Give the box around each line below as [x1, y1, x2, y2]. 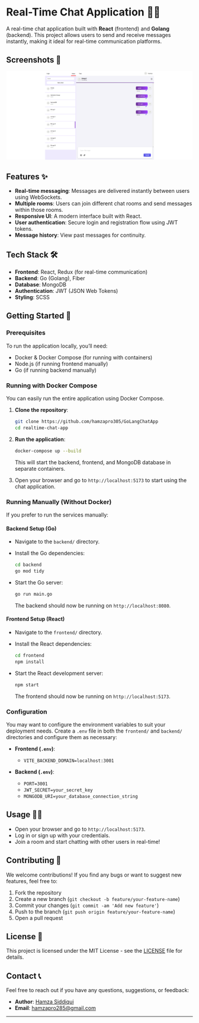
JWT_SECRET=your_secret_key [23, 787, 93, 793]
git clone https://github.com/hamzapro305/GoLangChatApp [14, 419, 159, 425]
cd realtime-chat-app [14, 425, 68, 431]
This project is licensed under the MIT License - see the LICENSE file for [6, 947, 182, 955]
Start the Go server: [14, 578, 63, 586]
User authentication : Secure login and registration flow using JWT [14, 219, 178, 226]
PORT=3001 [23, 781, 49, 787]
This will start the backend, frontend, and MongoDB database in [14, 458, 171, 466]
